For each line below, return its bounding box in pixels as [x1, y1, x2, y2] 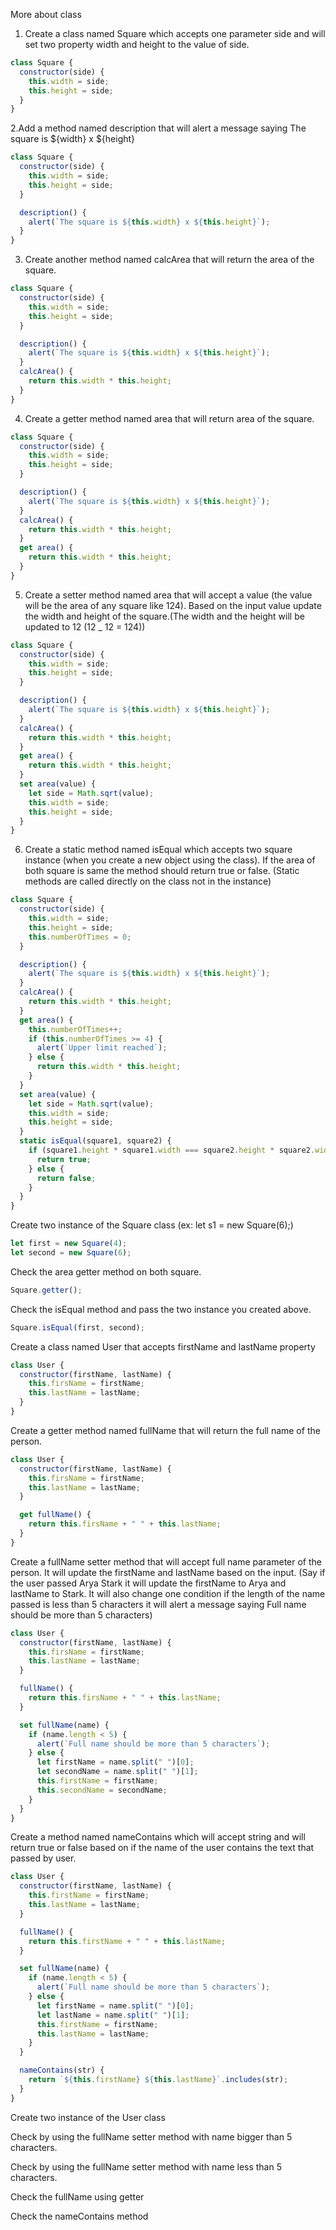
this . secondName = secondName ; [36, 1785, 168, 1795]
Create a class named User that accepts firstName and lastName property [10, 1340, 316, 1353]
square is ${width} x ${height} [10, 133, 136, 145]
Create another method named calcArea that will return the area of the [24, 254, 315, 266]
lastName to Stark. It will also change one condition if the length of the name [10, 1587, 326, 1599]
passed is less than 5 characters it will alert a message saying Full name [10, 1598, 307, 1610]
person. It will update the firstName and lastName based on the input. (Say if [10, 1566, 326, 1578]
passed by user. [10, 1852, 77, 1864]
